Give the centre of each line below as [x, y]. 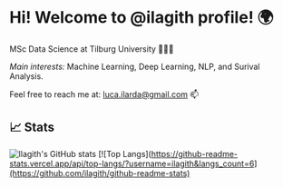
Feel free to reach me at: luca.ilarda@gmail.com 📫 [104, 94]
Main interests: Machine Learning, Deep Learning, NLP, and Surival [135, 66]
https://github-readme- [195, 153]
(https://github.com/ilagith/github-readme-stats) [100, 173]
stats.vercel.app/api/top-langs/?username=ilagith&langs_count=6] [133, 163]
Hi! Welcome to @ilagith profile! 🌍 [141, 18]
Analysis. [26, 76]
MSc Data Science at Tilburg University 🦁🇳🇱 [92, 49]
